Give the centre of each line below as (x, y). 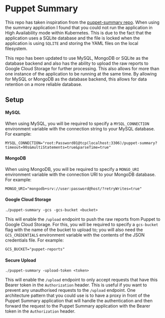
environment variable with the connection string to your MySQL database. (80, 128)
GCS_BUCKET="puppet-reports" (35, 249)
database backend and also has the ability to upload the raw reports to (77, 63)
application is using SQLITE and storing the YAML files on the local (72, 43)
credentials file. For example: (34, 240)
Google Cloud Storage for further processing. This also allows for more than (82, 68)
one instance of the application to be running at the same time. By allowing (81, 74)
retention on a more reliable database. (44, 84)
